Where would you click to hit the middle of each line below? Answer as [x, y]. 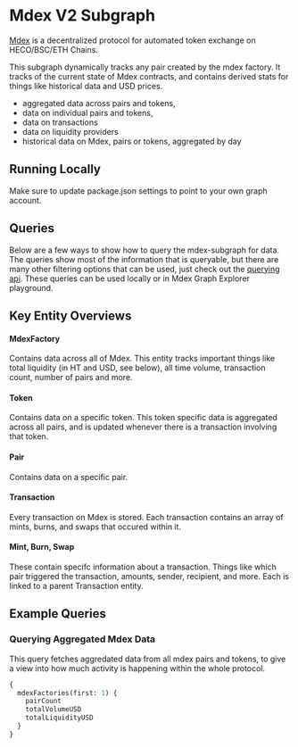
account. [25, 200]
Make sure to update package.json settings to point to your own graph [138, 191]
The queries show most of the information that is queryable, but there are [144, 259]
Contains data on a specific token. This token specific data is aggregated [144, 418]
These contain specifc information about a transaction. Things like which [143, 567]
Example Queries [58, 614]
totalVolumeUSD [54, 710]
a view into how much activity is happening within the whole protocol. [137, 668]
